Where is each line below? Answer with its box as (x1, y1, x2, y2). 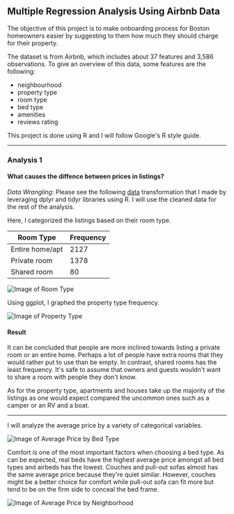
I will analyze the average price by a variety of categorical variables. (7, 421, 203, 430)
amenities (17, 110, 46, 118)
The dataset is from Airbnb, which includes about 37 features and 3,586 (7, 52, 214, 61)
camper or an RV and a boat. (7, 401, 90, 410)
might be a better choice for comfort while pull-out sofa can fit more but (7, 478, 214, 486)
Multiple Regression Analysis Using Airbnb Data (7, 6, 221, 17)
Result (7, 327, 26, 336)
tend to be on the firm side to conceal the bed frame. (7, 485, 159, 494)
